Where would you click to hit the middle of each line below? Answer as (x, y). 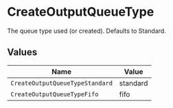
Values (22, 52)
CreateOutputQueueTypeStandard (62, 83)
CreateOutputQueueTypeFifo (55, 94)
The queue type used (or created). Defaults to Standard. (86, 31)
